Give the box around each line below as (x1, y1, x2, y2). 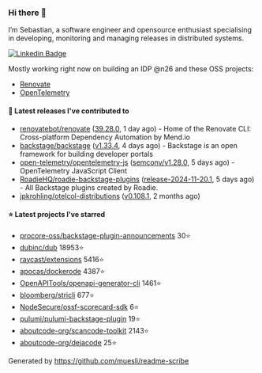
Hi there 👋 (8, 7, 47, 18)
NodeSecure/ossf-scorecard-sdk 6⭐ (19, 302, 140, 311)
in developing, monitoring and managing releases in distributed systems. (8, 33, 245, 43)
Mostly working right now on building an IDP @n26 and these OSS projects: (8, 64, 254, 74)
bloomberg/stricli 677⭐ (19, 290, 95, 299)
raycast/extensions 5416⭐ (19, 254, 105, 264)
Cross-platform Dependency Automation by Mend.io (19, 132, 191, 142)
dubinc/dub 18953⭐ (19, 242, 84, 252)
